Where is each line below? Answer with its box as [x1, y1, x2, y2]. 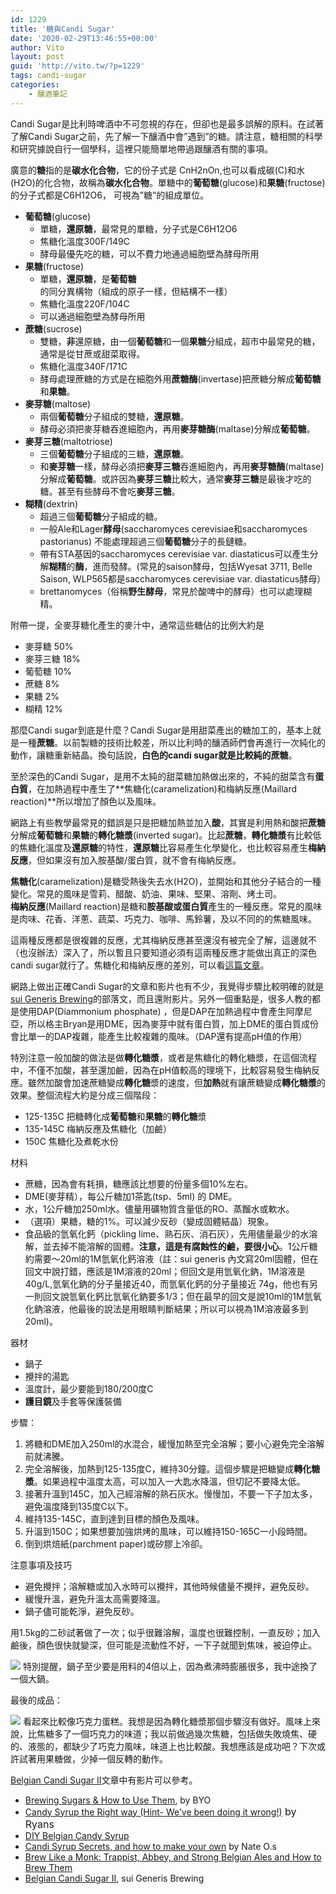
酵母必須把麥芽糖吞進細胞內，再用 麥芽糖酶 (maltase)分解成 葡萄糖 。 [39, 422, 316, 435]
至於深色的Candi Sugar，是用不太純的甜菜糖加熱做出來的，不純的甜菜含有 [10, 770, 316, 782]
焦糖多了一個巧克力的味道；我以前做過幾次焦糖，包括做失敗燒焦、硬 [36, 1727, 317, 1740]
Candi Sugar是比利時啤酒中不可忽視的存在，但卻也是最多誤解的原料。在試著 [10, 117, 325, 130]
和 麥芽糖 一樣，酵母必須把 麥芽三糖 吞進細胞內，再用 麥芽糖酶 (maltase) [39, 460, 325, 472]
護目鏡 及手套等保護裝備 [24, 1395, 122, 1407]
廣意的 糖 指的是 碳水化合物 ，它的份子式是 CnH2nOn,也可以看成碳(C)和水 [10, 164, 306, 176]
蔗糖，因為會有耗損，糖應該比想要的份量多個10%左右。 [24, 1177, 254, 1190]
